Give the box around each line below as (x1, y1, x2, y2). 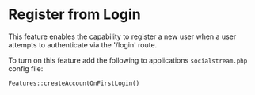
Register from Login (8, 6, 141, 24)
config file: (8, 63, 44, 73)
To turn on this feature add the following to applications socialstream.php (8, 55, 248, 65)
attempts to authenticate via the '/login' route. (8, 40, 158, 49)
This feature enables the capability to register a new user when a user (8, 32, 237, 41)
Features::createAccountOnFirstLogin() (8, 79, 140, 87)
